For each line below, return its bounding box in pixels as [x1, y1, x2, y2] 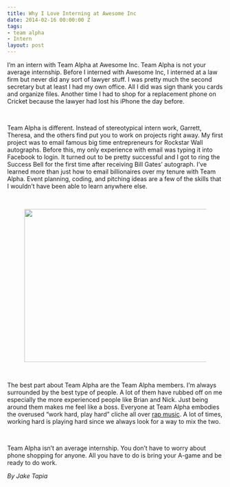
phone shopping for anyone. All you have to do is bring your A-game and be [7, 451, 222, 460]
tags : [7, 23, 23, 29]
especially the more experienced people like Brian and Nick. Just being [7, 396, 208, 403]
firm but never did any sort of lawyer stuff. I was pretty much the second [7, 75, 213, 83]
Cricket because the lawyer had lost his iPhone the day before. [7, 97, 185, 105]
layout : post [7, 42, 45, 49]
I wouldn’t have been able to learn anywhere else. [7, 182, 148, 190]
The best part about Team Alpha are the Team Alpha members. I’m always [7, 381, 217, 389]
